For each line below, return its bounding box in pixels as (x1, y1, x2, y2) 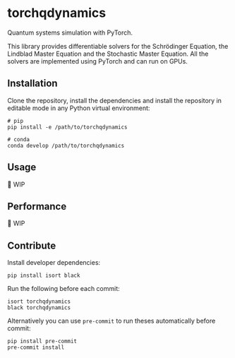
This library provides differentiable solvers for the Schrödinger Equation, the (7, 42, 229, 50)
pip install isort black (7, 272, 80, 280)
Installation (7, 78, 58, 90)
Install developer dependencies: (7, 258, 101, 267)
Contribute (7, 239, 56, 251)
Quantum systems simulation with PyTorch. (7, 28, 133, 37)
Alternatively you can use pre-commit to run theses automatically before (7, 316, 216, 326)
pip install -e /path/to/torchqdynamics (7, 124, 128, 131)
